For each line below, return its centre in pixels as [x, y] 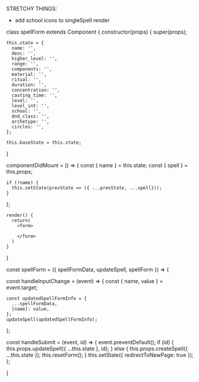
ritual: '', [27, 80]
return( [21, 221]
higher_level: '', [35, 59]
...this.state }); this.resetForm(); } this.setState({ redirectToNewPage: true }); [100, 355]
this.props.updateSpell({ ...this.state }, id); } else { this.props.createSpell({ [97, 348]
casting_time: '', [35, 95]
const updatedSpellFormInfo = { [46, 299]
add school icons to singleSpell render [62, 20]
